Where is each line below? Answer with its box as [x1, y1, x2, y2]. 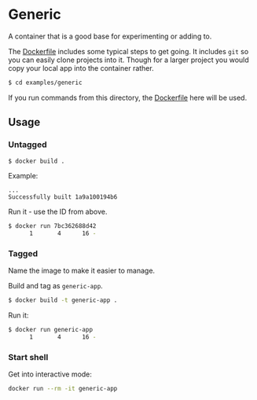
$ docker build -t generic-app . [8, 296, 118, 304]
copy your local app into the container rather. [8, 63, 155, 72]
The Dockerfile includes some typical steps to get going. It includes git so [8, 46, 249, 56]
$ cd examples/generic [8, 79, 83, 86]
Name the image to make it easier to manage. [8, 266, 156, 276]
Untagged [8, 139, 47, 150]
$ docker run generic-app [8, 326, 93, 334]
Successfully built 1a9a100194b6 [8, 193, 118, 201]
